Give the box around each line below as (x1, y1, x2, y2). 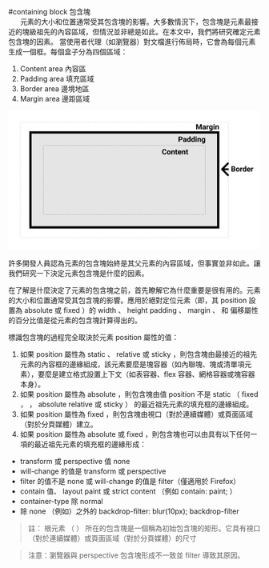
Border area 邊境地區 (19, 84, 90, 94)
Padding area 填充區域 (19, 74, 94, 83)
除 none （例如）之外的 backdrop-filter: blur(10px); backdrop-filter (19, 506, 239, 516)
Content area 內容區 (19, 64, 86, 74)
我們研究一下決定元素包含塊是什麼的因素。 (8, 268, 149, 278)
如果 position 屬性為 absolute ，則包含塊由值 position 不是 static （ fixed (19, 389, 259, 398)
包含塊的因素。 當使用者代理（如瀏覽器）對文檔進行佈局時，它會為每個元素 (8, 37, 256, 46)
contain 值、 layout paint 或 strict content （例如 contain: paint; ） (19, 486, 238, 496)
